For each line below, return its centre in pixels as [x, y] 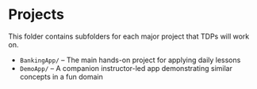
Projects [36, 15]
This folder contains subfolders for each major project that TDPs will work [129, 36]
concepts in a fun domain [61, 76]
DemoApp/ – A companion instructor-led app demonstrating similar [126, 68]
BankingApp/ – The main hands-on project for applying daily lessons [130, 60]
